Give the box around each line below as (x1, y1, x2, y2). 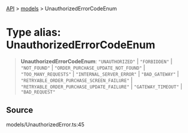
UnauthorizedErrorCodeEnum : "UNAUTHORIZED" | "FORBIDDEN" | (20, 57, 173, 64)
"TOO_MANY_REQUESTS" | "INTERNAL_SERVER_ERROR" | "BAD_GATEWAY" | (20, 70, 179, 77)
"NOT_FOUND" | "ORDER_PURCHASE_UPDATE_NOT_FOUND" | (20, 64, 145, 71)
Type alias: (6, 26, 61, 39)
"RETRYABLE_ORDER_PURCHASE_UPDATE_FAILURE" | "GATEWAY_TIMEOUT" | (20, 83, 183, 90)
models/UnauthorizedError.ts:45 (6, 121, 85, 128)
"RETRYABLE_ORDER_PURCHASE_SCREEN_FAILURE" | (20, 76, 133, 83)
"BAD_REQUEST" (20, 89, 56, 95)
